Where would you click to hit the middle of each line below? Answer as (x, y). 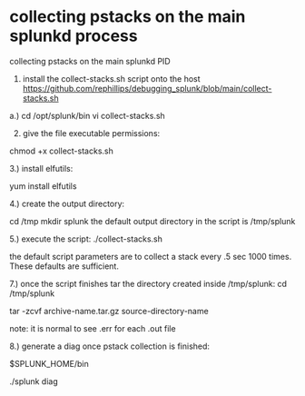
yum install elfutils (43, 186)
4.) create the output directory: (67, 203)
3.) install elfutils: (41, 168)
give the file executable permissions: (91, 133)
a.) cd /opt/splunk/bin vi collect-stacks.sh (87, 115)
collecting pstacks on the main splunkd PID (90, 61)
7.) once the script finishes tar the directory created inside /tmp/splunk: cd (148, 283)
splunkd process (74, 36)
